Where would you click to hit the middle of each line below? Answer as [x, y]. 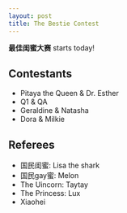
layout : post [30, 16]
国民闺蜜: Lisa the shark [59, 165]
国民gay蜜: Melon [49, 176]
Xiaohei [33, 202]
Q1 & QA [34, 102]
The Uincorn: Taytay [54, 185]
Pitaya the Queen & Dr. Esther [70, 93]
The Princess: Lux [50, 193]
